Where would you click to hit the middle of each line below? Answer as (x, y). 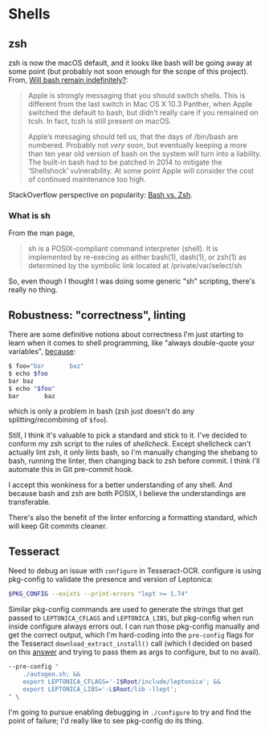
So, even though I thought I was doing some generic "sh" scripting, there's (132, 281)
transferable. (29, 502)
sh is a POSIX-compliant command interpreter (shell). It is (123, 249)
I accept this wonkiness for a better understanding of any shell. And (120, 485)
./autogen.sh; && (52, 674)
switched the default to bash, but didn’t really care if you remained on (143, 112)
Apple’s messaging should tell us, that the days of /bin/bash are (133, 136)
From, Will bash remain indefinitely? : (68, 80)
